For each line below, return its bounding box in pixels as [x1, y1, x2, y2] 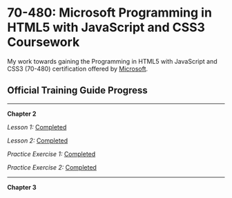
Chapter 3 [7, 183, 37, 191]
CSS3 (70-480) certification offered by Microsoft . [7, 64, 148, 73]
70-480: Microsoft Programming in [7, 5, 213, 21]
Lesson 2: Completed [7, 136, 68, 145]
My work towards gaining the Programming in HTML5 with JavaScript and [7, 57, 217, 65]
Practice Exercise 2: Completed [7, 163, 97, 171]
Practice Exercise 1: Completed [7, 150, 96, 158]
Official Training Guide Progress [7, 84, 148, 96]
